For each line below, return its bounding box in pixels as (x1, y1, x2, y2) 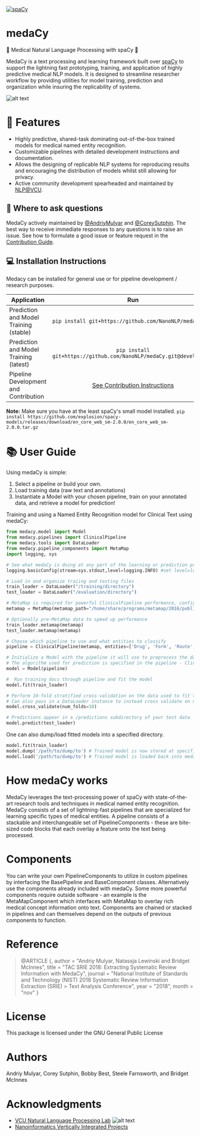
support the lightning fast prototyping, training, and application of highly (6, 64, 183, 71)
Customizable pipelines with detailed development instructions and (14, 148, 180, 155)
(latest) (9, 360, 30, 368)
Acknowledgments (6, 1097, 102, 1111)
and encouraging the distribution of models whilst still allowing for (14, 167, 177, 174)
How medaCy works (6, 773, 108, 787)
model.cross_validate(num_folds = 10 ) (6, 704, 97, 710)
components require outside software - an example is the (6, 891, 147, 898)
